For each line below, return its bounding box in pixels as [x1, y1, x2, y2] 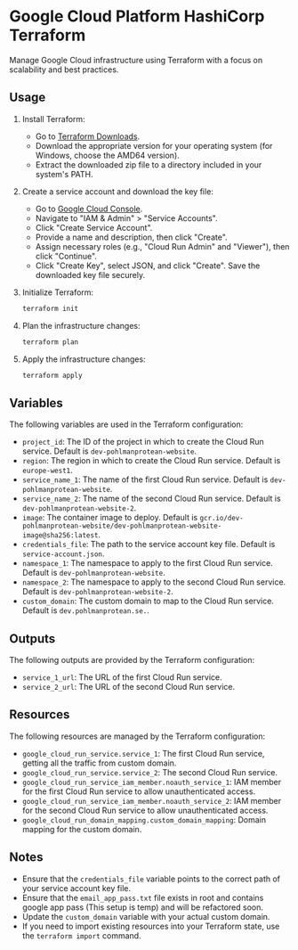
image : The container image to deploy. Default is [21, 512, 198, 523]
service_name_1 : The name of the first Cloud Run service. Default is [21, 474, 269, 485]
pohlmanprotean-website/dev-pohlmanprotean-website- [21, 521, 222, 531]
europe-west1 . [21, 465, 73, 476]
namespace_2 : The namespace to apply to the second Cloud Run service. [21, 577, 286, 587]
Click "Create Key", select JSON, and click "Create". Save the [35, 260, 261, 271]
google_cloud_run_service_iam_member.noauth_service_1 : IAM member [21, 776, 282, 787]
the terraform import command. [21, 930, 141, 941]
